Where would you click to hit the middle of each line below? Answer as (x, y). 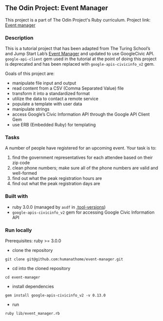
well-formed (25, 173)
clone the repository (32, 250)
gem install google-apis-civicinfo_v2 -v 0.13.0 (55, 296)
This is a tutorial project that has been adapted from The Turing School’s (78, 49)
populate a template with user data (47, 104)
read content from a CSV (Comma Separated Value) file (68, 88)
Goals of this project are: (30, 74)
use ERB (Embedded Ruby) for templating (54, 125)
